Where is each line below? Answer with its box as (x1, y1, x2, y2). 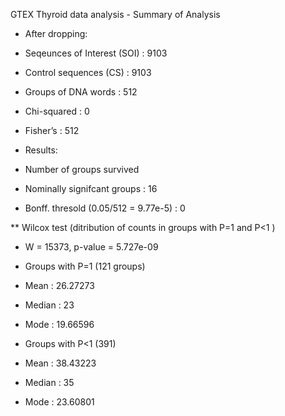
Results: (24, 144, 58, 156)
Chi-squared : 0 (24, 105, 90, 117)
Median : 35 (24, 377, 75, 388)
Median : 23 (24, 299, 75, 311)
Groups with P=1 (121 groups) (24, 260, 146, 272)
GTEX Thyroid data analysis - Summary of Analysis (10, 9, 221, 20)
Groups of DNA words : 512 (24, 86, 138, 98)
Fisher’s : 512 (24, 125, 80, 136)
